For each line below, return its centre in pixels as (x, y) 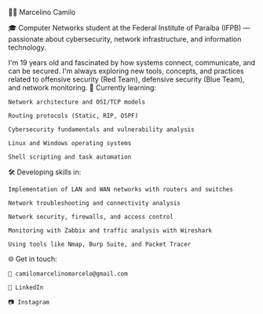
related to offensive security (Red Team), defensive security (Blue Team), (126, 79)
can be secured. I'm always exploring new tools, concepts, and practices (126, 71)
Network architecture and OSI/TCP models (77, 102)
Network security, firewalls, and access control (91, 217)
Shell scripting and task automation (70, 157)
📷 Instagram (29, 302)
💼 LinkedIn (26, 287)
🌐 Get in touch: (33, 259)
